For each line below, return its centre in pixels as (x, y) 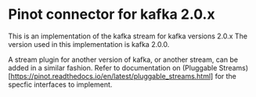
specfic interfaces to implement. (60, 84)
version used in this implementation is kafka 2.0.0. (89, 44)
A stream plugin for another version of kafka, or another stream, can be (123, 59)
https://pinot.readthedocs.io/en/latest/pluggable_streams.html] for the (124, 76)
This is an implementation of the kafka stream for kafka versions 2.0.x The (128, 36)
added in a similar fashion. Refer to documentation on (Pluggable (113, 67)
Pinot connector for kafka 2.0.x (112, 14)
